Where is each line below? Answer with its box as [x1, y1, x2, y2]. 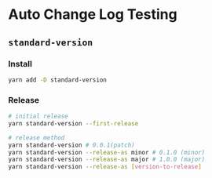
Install [8, 58, 33, 69]
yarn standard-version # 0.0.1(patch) [8, 141, 135, 149]
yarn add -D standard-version [8, 76, 108, 84]
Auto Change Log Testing [8, 5, 178, 24]
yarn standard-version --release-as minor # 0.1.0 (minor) [8, 148, 206, 156]
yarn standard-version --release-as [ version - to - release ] [8, 163, 202, 171]
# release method [8, 133, 65, 142]
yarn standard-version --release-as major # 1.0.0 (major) [8, 155, 206, 164]
